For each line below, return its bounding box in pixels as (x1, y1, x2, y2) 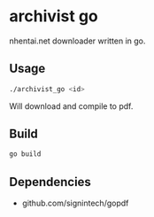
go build (9, 150, 42, 159)
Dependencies (9, 174, 91, 190)
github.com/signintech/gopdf (21, 198, 129, 209)
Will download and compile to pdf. (9, 100, 134, 112)
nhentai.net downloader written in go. (9, 35, 146, 46)
